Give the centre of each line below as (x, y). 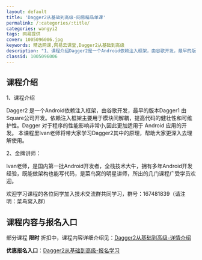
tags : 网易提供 (23, 34)
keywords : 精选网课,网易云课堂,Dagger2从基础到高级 (66, 46)
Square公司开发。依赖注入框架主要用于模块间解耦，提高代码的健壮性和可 (97, 118)
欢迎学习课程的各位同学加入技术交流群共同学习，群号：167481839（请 (93, 194)
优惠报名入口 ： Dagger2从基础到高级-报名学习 (63, 250)
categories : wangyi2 (32, 29)
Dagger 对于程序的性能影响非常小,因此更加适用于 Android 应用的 (102, 125)
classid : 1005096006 (32, 56)
